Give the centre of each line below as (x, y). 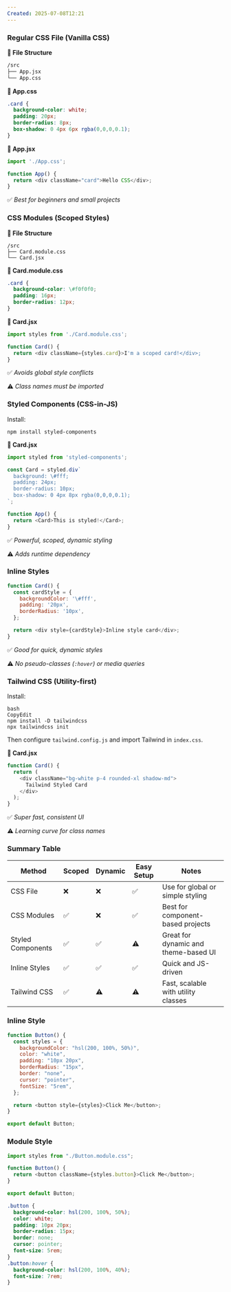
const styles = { (38, 1042)
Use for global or (189, 887)
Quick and (178, 963)
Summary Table (34, 849)
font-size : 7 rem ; (38, 1276)
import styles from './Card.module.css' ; (67, 334)
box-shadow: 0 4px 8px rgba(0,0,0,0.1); (72, 495)
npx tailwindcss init (38, 727)
